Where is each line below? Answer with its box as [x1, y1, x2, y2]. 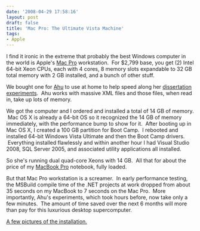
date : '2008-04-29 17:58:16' [6, 8, 79, 15]
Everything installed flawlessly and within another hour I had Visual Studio [7, 139, 190, 146]
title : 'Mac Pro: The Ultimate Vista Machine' [6, 25, 124, 32]
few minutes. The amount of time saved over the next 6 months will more [6, 200, 187, 207]
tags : [6, 31, 20, 37]
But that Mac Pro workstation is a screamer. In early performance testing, [6, 175, 188, 182]
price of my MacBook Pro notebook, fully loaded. [6, 163, 127, 170]
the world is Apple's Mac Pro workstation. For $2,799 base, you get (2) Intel [6, 59, 194, 66]
